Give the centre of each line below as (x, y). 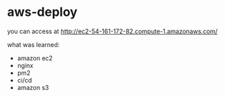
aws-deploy (42, 12)
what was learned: (34, 44)
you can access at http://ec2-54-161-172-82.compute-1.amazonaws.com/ (112, 31)
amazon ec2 (35, 58)
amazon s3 (33, 87)
